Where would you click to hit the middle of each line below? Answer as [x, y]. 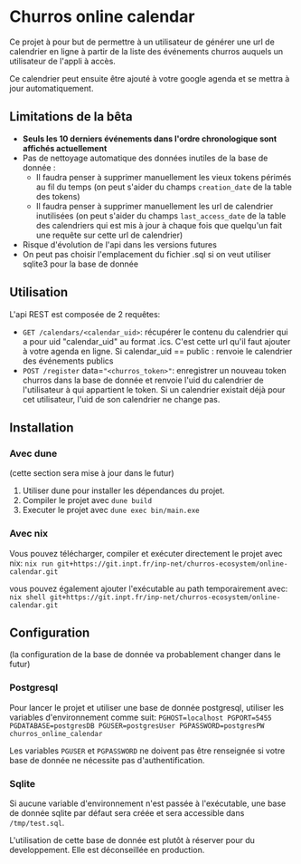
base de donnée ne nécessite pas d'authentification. [107, 760]
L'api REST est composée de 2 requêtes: [85, 314]
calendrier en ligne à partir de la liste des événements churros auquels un [146, 51]
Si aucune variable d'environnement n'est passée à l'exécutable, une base [148, 803]
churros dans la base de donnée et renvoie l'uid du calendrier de [143, 380]
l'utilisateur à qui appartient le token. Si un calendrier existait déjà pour [154, 389]
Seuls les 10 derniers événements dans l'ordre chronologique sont [150, 139]
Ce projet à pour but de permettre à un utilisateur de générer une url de [142, 42]
